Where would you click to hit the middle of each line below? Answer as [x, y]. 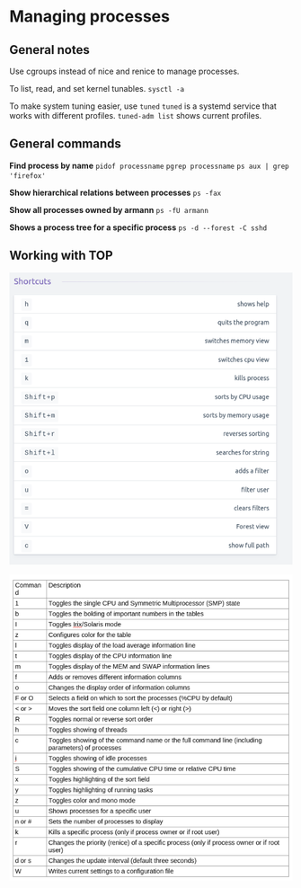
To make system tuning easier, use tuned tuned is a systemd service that [143, 106]
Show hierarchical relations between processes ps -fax [115, 192]
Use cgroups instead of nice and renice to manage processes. [124, 71]
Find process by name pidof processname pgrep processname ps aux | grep [149, 165]
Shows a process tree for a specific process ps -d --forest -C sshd [138, 227]
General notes [49, 50]
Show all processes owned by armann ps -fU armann [109, 209]
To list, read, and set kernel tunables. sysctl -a [97, 89]
